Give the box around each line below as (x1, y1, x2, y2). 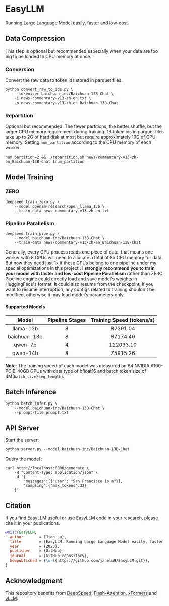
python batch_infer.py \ (5, 401, 58, 407)
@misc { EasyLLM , (5, 530, 37, 535)
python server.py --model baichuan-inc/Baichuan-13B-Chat (5, 447, 130, 452)
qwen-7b (14, 341, 37, 348)
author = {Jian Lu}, (10, 534, 67, 539)
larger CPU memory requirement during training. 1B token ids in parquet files (5, 129, 164, 135)
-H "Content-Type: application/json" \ (14, 470, 98, 475)
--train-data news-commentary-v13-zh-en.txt (14, 208, 109, 214)
